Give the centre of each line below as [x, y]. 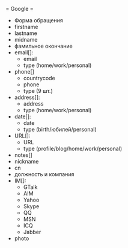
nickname [26, 161]
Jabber [32, 232]
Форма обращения [39, 20]
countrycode [39, 78]
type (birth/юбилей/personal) [60, 129]
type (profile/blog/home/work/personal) [73, 148]
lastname [26, 33]
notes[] [23, 155]
